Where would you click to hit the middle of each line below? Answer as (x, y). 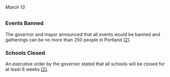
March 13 (15, 7)
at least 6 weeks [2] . (27, 69)
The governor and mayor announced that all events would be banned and (83, 34)
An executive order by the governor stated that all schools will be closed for (85, 64)
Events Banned (25, 23)
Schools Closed (25, 53)
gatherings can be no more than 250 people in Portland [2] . (68, 40)
